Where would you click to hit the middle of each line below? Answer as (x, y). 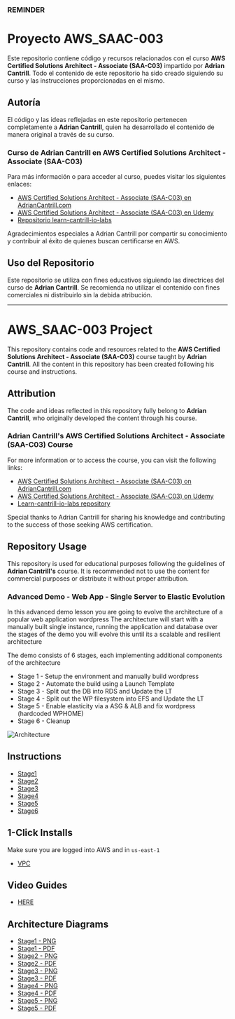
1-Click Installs (40, 833)
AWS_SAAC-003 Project (80, 329)
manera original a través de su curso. (61, 134)
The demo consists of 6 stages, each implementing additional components (115, 655)
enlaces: (20, 184)
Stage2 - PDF (37, 964)
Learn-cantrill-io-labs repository (64, 504)
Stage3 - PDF (37, 978)
